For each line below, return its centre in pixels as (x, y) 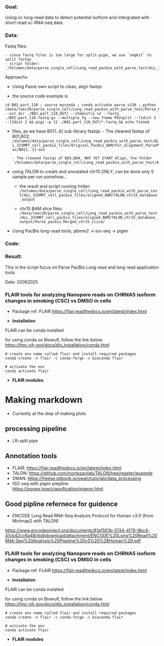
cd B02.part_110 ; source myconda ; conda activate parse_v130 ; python (81, 105)
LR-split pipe (25, 440)
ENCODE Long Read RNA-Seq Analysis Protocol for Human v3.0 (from (83, 516)
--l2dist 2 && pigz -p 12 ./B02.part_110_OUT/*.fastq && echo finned (77, 122)
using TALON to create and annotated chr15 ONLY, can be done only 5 (83, 171)
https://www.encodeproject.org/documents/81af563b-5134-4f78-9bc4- (78, 531)
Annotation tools (31, 456)
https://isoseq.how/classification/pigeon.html (58, 488)
